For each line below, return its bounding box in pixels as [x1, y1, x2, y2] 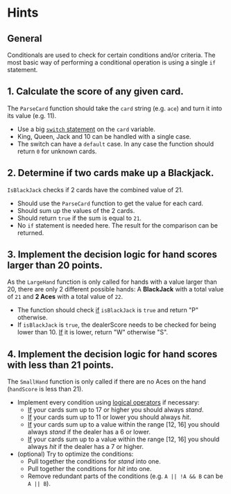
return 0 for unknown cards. [17, 147, 97, 155]
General [7, 33, 43, 44]
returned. [17, 228, 44, 237]
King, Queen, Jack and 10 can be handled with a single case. [17, 132, 191, 140]
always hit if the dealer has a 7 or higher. [27, 443, 144, 451]
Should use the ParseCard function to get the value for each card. [17, 199, 203, 207]
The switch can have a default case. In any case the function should [17, 139, 214, 148]
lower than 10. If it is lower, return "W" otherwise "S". [17, 328, 169, 337]
